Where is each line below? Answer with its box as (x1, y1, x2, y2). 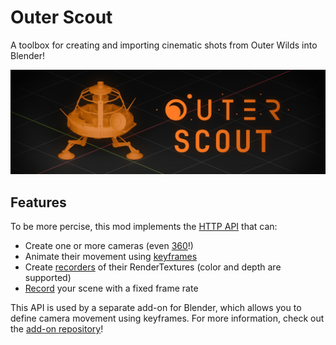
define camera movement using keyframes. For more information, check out (10, 312, 325, 325)
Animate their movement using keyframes (24, 251, 198, 263)
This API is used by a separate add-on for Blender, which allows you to (10, 302, 302, 314)
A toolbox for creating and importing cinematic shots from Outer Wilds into (10, 39, 318, 51)
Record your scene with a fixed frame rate (24, 282, 199, 295)
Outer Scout (10, 6, 113, 29)
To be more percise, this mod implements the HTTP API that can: (10, 221, 278, 233)
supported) (24, 272, 72, 284)
